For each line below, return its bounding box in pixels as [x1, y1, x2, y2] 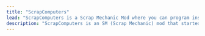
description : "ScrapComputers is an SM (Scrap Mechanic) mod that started [6, 20, 201, 26]
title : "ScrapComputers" [6, 9, 70, 15]
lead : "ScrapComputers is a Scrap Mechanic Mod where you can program [6, 15, 190, 21]
